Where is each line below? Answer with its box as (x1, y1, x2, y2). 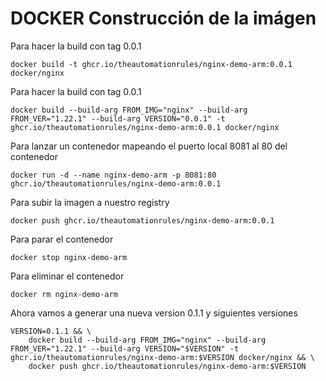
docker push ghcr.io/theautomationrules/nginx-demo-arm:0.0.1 (10, 215, 275, 226)
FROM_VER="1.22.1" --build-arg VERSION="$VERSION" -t (10, 343, 240, 354)
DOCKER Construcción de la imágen (10, 7, 317, 30)
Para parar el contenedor (10, 233, 114, 245)
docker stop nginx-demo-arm (10, 252, 128, 262)
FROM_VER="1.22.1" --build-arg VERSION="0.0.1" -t (10, 113, 226, 124)
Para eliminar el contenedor (10, 270, 125, 282)
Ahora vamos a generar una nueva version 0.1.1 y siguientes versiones (10, 307, 298, 319)
